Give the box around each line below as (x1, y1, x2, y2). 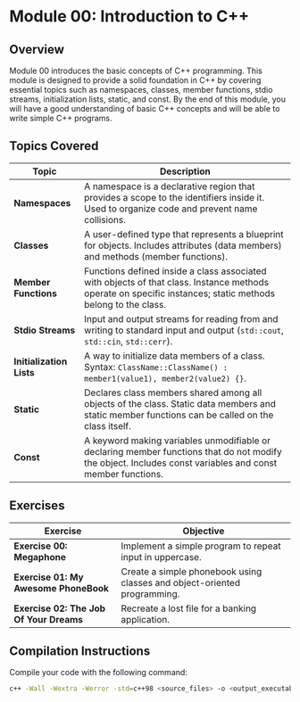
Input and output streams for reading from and (84, 312, 279, 325)
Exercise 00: (13, 540, 68, 552)
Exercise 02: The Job (13, 602, 105, 615)
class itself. (84, 419, 132, 432)
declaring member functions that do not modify (84, 445, 283, 458)
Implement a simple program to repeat (120, 540, 281, 552)
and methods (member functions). (84, 250, 228, 262)
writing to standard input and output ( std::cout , (84, 324, 284, 336)
